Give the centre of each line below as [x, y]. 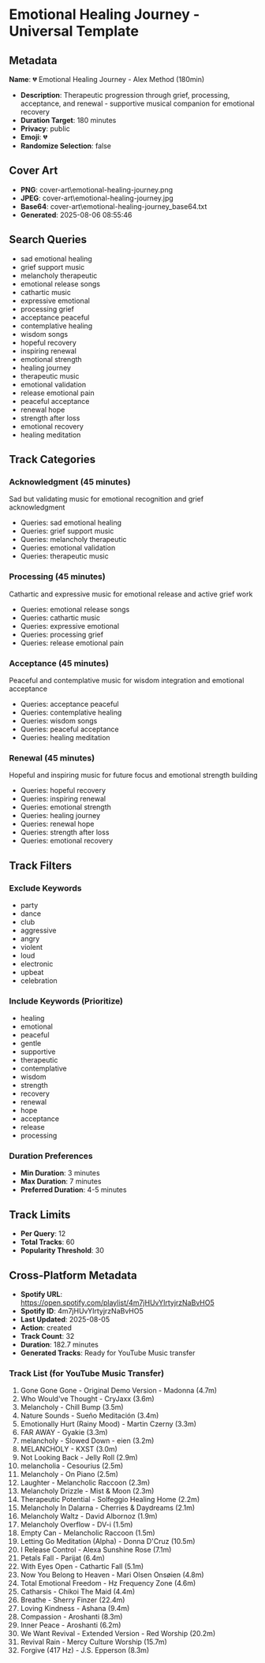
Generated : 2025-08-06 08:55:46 [76, 215]
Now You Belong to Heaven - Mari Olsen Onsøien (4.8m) [112, 1575]
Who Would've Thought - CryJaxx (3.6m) [87, 1399]
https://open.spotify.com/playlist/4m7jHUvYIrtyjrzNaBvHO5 [118, 1302]
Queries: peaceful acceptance [69, 729]
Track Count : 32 [47, 1336]
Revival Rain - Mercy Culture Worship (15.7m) [94, 1642]
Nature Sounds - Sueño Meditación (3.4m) [90, 1416]
